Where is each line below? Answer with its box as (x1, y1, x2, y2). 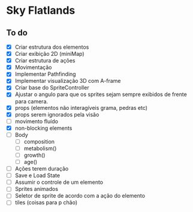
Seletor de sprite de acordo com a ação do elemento (14, 192, 146, 199)
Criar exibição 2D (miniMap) (14, 50, 85, 58)
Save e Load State (14, 172, 61, 179)
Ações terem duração (14, 165, 69, 172)
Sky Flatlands (6, 4, 76, 17)
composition (23, 138, 55, 145)
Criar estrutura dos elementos (14, 43, 89, 50)
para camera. (14, 97, 49, 105)
